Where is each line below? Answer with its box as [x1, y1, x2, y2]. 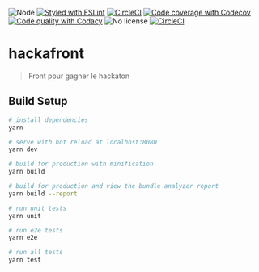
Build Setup [8, 94, 68, 108]
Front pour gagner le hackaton [28, 71, 130, 81]
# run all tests [8, 249, 63, 257]
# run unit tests [8, 204, 67, 212]
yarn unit [8, 211, 42, 220]
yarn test [8, 256, 42, 264]
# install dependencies [8, 115, 89, 124]
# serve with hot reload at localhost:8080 [8, 138, 158, 146]
